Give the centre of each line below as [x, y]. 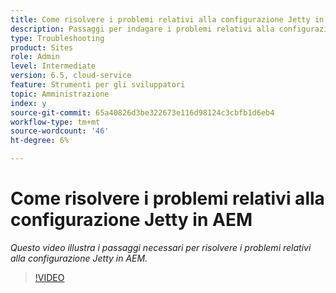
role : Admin [35, 57]
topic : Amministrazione [60, 94]
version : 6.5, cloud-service [71, 76]
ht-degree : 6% [40, 141]
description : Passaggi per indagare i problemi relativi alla [142, 29]
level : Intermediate [53, 66]
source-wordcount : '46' [60, 131]
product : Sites [42, 47]
